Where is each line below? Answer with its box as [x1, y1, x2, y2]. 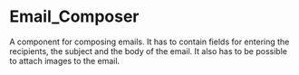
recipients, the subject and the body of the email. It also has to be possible [9, 45, 288, 56]
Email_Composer [9, 6, 140, 27]
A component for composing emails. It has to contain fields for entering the [9, 36, 290, 47]
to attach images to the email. [9, 55, 121, 66]
